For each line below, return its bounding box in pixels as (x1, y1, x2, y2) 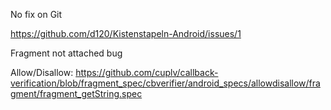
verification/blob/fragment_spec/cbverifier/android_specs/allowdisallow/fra (10, 77, 321, 89)
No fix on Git (10, 9, 63, 20)
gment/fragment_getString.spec (10, 88, 143, 99)
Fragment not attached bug (10, 47, 123, 59)
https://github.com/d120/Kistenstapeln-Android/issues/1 (10, 28, 242, 39)
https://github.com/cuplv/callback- (75, 67, 219, 78)
